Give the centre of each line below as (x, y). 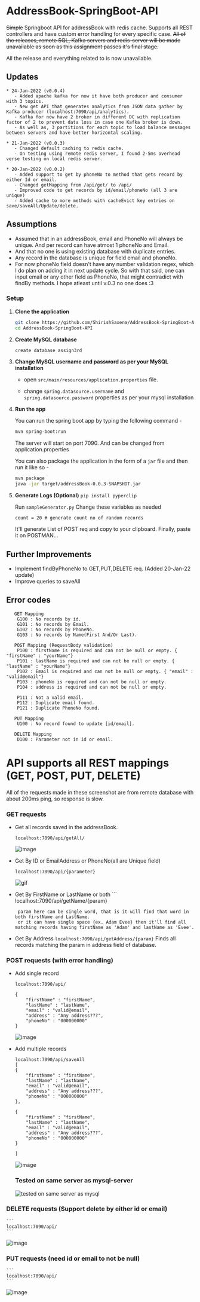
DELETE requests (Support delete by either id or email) (87, 1209)
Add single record (37, 973)
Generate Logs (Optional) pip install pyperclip (76, 496)
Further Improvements (49, 554)
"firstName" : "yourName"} (40, 656)
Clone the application (42, 311)
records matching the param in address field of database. (85, 945)
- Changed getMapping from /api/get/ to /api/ (73, 185)
